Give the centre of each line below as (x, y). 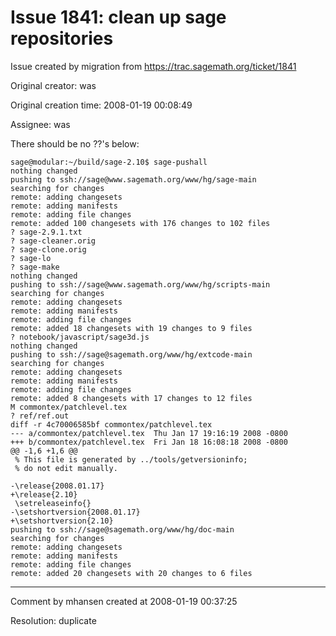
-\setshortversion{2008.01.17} (75, 512)
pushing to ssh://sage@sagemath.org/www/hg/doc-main (122, 529)
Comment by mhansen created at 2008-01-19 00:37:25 (124, 601)
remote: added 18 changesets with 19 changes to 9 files (131, 328)
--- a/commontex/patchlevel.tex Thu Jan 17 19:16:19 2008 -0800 (149, 433)
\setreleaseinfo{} (53, 503)
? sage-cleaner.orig (53, 241)
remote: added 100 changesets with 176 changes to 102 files (140, 223)
